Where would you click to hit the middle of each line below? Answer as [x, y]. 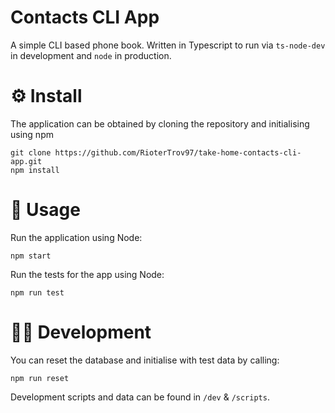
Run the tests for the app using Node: [87, 274]
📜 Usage [45, 210]
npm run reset [40, 378]
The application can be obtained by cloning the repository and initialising [160, 123]
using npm [32, 134]
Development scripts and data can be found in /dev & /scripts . [140, 397]
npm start [31, 256]
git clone [31, 152]
